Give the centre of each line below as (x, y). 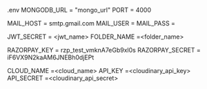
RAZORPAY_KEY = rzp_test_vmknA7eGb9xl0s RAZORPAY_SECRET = (104, 50)
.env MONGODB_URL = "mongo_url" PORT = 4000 (79, 10)
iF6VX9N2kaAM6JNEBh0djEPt (51, 57)
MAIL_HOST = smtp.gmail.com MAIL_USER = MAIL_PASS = (91, 23)
